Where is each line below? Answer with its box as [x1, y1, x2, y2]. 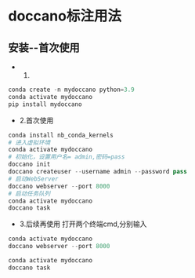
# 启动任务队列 [8, 189, 51, 197]
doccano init [8, 160, 51, 169]
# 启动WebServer [8, 174, 59, 183]
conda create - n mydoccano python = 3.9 [8, 86, 135, 93]
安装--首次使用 [8, 41, 80, 54]
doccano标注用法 [8, 7, 121, 25]
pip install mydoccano [8, 100, 82, 108]
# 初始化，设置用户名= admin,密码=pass [8, 153, 125, 161]
